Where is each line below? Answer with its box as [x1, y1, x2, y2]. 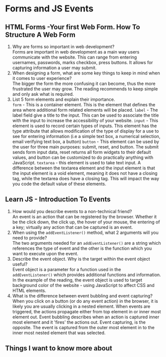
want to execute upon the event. [12, 250, 78, 256]
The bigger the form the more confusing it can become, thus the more [12, 80, 156, 86]
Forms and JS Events [5, 3, 94, 14]
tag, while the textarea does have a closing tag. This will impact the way [12, 176, 160, 181]
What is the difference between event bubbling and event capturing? [12, 292, 153, 298]
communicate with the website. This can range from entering [12, 54, 137, 60]
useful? [12, 261, 28, 267]
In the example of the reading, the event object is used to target [12, 277, 142, 283]
